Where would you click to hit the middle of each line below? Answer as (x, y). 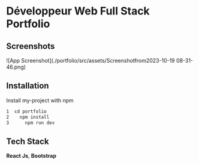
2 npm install (28, 117)
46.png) (16, 67)
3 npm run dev (31, 123)
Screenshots (31, 46)
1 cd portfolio (26, 111)
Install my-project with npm (40, 100)
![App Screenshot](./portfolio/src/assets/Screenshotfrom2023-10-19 (91, 61)
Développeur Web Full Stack (78, 11)
